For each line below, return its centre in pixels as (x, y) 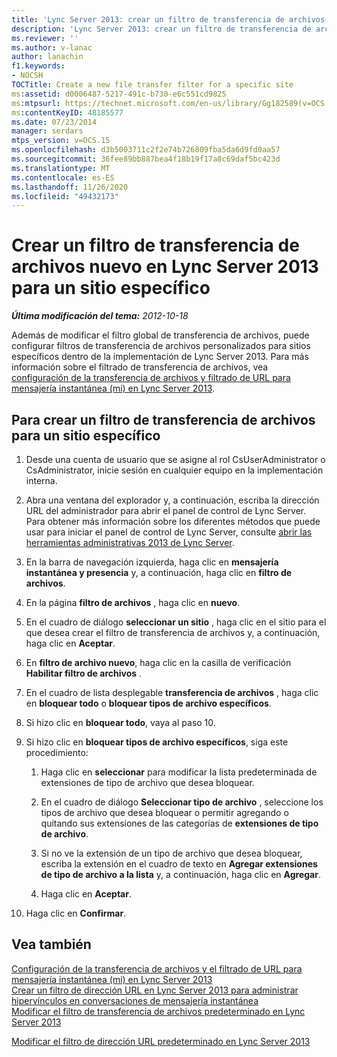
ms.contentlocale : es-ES (63, 177)
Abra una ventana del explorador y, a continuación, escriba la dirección (172, 500)
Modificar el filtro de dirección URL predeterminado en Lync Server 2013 (161, 1041)
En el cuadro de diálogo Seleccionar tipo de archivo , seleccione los (182, 802)
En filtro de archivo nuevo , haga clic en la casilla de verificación (158, 662)
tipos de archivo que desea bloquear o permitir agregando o (164, 812)
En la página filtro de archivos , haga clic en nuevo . (133, 602)
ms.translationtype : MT (61, 168)
